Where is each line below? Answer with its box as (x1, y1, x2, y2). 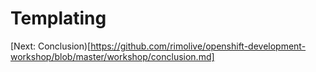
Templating (10, 7, 107, 30)
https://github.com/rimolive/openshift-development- (90, 40, 307, 52)
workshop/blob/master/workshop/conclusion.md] (10, 50, 215, 62)
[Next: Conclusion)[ (10, 40, 92, 52)
